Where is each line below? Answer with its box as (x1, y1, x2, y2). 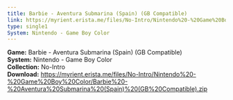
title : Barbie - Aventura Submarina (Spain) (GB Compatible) (7, 10, 188, 17)
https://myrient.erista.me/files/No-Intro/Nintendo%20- (40, 70, 196, 79)
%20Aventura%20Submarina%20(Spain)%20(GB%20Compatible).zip (7, 85, 208, 93)
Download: (7, 70, 40, 79)
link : (7, 17, 23, 23)
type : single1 (7, 23, 49, 30)
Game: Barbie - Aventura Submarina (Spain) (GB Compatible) (7, 48, 182, 57)
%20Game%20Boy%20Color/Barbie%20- (7, 77, 128, 86)
